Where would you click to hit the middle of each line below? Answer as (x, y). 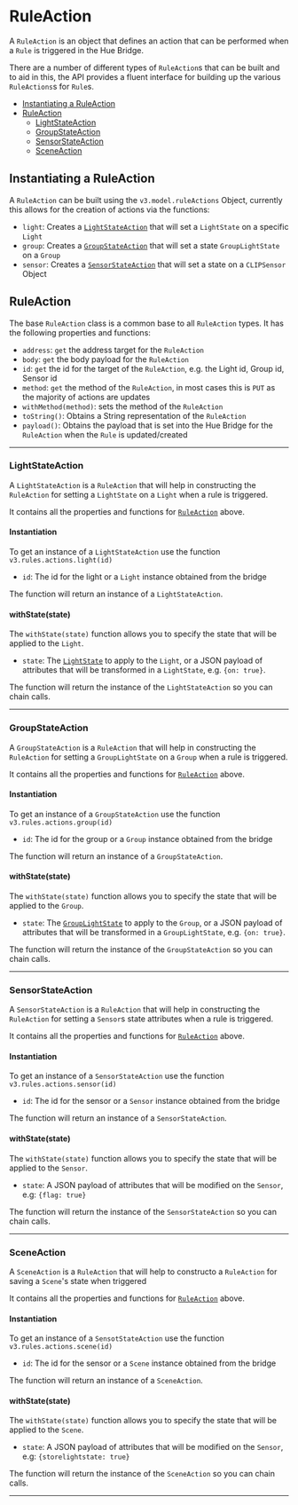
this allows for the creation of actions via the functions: (110, 209)
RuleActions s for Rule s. (52, 86)
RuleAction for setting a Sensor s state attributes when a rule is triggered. (141, 1019)
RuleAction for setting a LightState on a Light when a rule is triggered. (139, 494)
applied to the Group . (47, 905)
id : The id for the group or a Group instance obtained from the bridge (147, 839)
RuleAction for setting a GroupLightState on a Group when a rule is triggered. (149, 757)
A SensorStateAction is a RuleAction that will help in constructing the (135, 1010)
